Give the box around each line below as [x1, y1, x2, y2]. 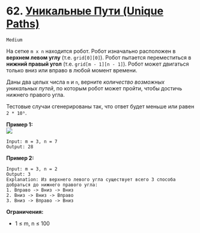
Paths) [6, 17, 40, 31]
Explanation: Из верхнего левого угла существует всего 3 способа [6, 176, 176, 182]
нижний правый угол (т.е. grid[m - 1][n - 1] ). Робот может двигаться [6, 60, 189, 67]
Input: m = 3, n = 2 [6, 166, 58, 172]
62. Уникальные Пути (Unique [6, 4, 164, 18]
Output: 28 [6, 143, 34, 150]
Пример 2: [6, 154, 34, 161]
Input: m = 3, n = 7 [6, 138, 58, 144]
